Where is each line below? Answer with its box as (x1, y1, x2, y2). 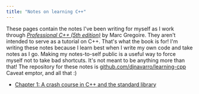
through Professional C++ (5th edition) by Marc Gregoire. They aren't (6, 31, 176, 39)
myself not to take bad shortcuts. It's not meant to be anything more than (6, 57, 185, 64)
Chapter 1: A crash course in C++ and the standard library (14, 81, 156, 88)
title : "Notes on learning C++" (6, 8, 86, 15)
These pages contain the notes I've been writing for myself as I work (6, 25, 174, 32)
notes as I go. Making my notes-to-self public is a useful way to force (6, 50, 176, 57)
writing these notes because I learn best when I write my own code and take (6, 44, 193, 51)
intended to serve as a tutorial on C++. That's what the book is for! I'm (6, 37, 178, 45)
